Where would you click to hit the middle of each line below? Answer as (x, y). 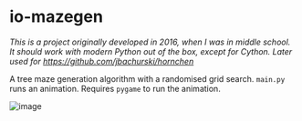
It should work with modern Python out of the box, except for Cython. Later (151, 51)
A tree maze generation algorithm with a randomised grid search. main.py (147, 78)
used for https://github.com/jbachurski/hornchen (102, 61)
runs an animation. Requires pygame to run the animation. (115, 88)
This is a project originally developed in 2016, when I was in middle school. (150, 42)
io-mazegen (56, 17)
